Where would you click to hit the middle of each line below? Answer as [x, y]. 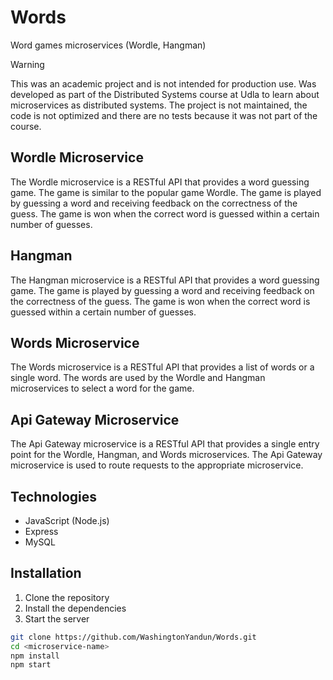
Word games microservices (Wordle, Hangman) [108, 45]
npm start [31, 665]
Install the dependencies [75, 608]
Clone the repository [67, 597]
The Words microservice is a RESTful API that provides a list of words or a [162, 367]
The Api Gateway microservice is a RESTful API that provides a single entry [165, 444]
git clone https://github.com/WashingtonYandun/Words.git [133, 637]
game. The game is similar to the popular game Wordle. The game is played [166, 192]
